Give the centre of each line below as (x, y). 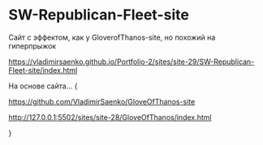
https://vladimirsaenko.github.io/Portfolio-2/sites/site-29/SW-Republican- (131, 62)
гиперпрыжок (32, 45)
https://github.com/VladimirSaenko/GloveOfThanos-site (102, 101)
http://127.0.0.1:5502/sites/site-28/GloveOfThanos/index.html (110, 117)
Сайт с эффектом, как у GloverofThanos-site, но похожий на (112, 37)
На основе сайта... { (43, 86)
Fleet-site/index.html (43, 70)
